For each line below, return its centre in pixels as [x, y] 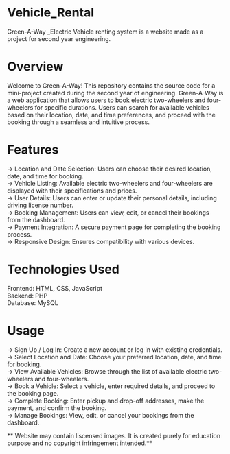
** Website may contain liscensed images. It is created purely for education [114, 435]
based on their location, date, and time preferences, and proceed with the [112, 115]
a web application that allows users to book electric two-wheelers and [106, 100]
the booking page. [33, 393]
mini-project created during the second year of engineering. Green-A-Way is [115, 93]
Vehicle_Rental [51, 13]
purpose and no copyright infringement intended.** [80, 443]
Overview [35, 67]
